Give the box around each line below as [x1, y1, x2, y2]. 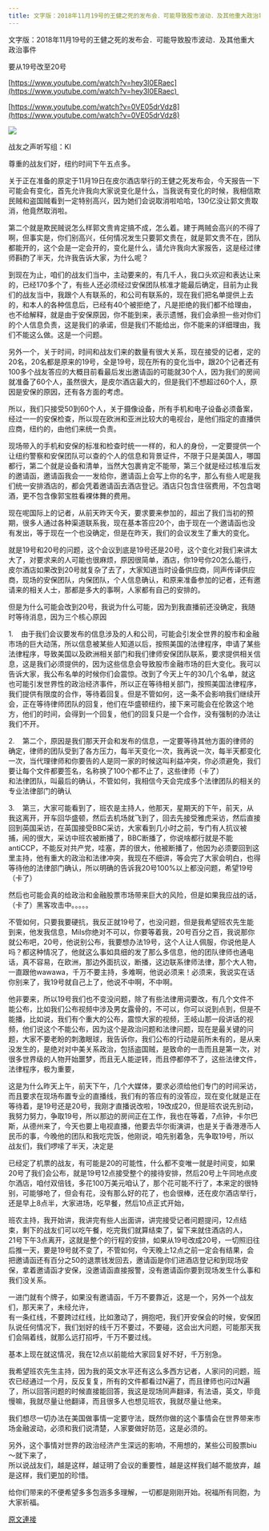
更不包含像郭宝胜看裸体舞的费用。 [22, 491, 134, 500]
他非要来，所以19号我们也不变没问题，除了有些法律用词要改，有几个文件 [8, 994, 247, 1004]
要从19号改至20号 [8, 62, 66, 71]
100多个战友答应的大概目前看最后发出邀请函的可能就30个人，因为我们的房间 [8, 367, 260, 376]
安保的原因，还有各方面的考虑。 [22, 387, 128, 396]
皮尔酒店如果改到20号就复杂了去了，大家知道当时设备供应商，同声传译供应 [8, 565, 256, 575]
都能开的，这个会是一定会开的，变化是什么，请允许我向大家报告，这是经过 [8, 242, 254, 252]
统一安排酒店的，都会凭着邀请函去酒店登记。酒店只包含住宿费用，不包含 [14, 481, 254, 491]
